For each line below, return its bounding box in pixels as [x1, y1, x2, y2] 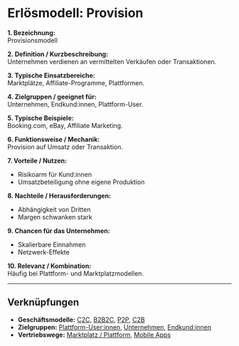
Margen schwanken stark [17, 212, 92, 221]
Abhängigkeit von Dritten [17, 205, 91, 214]
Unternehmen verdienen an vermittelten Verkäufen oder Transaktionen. [7, 57, 217, 65]
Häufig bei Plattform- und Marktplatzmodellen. [7, 269, 144, 278]
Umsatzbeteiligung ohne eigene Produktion [17, 178, 145, 186]
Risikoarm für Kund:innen [17, 170, 92, 178]
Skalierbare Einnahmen [17, 240, 86, 249]
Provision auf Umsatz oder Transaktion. [7, 142, 123, 151]
